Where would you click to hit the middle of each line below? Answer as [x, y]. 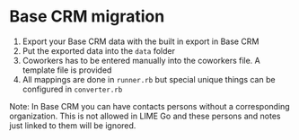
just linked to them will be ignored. [73, 125]
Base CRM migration [87, 17]
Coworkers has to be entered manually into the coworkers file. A [141, 60]
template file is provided [67, 70]
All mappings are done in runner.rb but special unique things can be [149, 79]
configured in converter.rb [72, 89]
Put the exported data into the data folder [98, 50]
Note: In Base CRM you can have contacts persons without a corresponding [149, 106]
